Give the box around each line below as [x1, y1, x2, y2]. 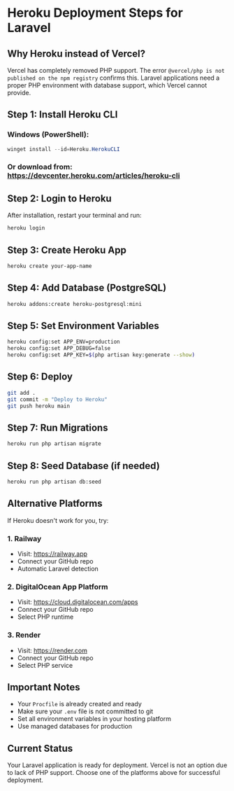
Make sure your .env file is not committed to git [17, 707, 154, 715]
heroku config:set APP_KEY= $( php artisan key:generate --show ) [7, 351, 196, 358]
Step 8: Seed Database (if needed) [7, 460, 161, 472]
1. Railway [7, 533, 42, 543]
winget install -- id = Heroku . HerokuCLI [7, 146, 120, 153]
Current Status [7, 742, 73, 754]
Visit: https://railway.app [17, 549, 88, 558]
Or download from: [7, 162, 73, 172]
